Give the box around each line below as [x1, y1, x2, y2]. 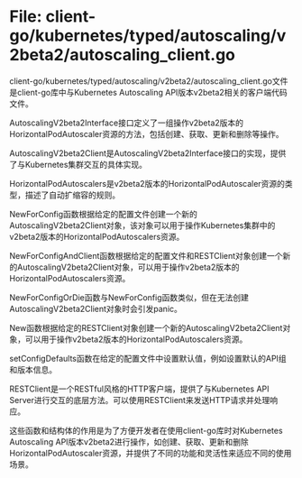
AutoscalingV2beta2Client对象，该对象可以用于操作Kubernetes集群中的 [9, 219, 276, 231]
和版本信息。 [9, 363, 57, 375]
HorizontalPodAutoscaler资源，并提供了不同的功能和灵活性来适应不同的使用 [9, 447, 292, 458]
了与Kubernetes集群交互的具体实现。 [9, 159, 147, 170]
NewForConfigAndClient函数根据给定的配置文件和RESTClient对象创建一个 [9, 250, 283, 261]
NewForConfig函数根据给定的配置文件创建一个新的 [9, 208, 198, 219]
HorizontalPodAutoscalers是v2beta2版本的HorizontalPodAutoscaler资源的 [9, 178, 286, 188]
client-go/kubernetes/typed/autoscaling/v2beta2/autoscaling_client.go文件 [9, 75, 288, 87]
